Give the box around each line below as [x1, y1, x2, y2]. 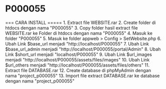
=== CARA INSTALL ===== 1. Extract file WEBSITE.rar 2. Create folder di [5, 19, 156, 25]
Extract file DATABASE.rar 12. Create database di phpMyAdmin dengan [5, 67, 151, 73]
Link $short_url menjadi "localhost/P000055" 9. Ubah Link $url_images [5, 51, 152, 57]
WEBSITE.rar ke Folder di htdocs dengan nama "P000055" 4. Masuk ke [5, 30, 153, 36]
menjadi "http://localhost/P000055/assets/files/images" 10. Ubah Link [5, 56, 150, 62]
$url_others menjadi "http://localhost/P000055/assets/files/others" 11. [5, 62, 150, 68]
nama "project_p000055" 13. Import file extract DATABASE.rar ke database [5, 72, 160, 78]
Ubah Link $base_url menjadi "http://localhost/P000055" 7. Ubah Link [5, 40, 149, 46]
